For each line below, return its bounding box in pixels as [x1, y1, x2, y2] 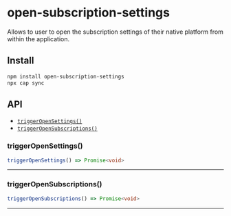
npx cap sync [7, 79, 45, 87]
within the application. [7, 34, 70, 43]
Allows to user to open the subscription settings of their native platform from [7, 28, 223, 36]
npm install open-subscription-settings [7, 73, 125, 80]
